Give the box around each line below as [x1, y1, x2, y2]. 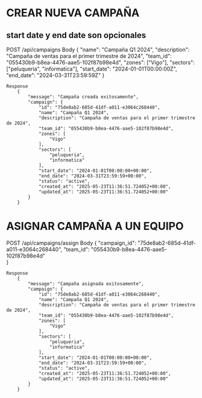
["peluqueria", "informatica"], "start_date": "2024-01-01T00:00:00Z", [6, 65, 177, 72]
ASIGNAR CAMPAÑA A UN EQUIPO [6, 220, 184, 233]
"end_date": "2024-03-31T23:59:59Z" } [6, 72, 105, 78]
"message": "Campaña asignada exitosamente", [28, 280, 145, 286]
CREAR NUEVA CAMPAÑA [6, 6, 140, 20]
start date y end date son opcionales [6, 30, 147, 40]
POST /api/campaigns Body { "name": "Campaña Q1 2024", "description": [6, 46, 190, 53]
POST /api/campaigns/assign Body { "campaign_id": [6, 239, 137, 247]
